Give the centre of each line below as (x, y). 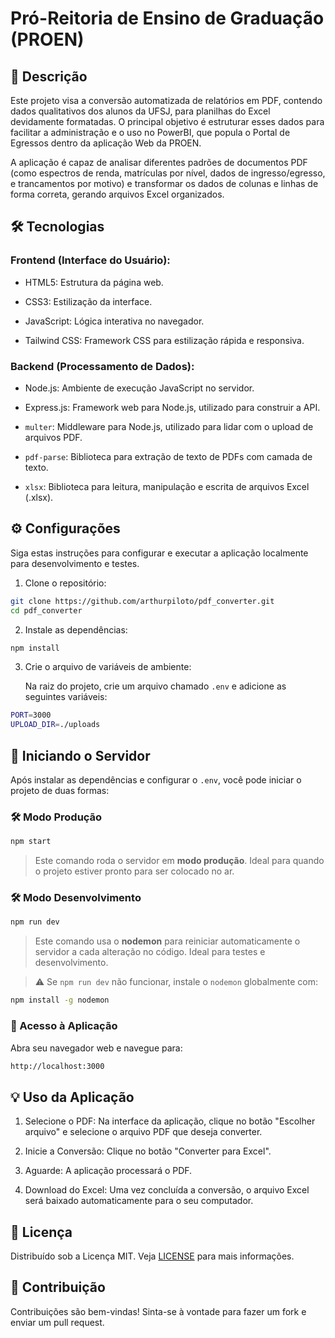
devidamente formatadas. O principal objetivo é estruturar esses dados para (167, 121)
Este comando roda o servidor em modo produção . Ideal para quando (179, 861)
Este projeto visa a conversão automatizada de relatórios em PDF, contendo (166, 100)
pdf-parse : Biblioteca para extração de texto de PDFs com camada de (168, 456)
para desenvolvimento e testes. (75, 563)
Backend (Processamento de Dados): (102, 366)
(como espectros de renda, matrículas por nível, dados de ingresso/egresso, (168, 173)
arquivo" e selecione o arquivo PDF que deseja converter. (143, 1132)
